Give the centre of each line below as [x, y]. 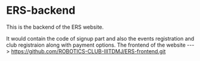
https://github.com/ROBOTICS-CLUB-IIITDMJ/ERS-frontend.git [88, 51]
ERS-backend [41, 10]
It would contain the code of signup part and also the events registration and [100, 38]
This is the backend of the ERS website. [55, 27]
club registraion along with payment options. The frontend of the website [96, 45]
